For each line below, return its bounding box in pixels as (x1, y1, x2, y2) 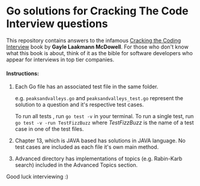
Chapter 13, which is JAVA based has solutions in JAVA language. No (14, 137, 186, 145)
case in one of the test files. (14, 125, 84, 133)
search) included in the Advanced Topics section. (14, 161, 138, 169)
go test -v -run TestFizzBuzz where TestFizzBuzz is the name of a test (14, 119, 194, 127)
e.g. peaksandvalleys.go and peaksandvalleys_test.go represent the (14, 95, 183, 102)
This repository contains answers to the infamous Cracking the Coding (6, 37, 181, 44)
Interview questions (6, 17, 108, 31)
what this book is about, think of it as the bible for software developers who (6, 49, 193, 56)
